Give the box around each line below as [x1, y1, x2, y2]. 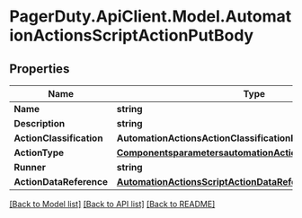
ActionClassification [13, 132, 103, 144]
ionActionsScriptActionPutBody [9, 25, 254, 46]
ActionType [13, 146, 65, 159]
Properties [9, 61, 70, 76]
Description [13, 118, 66, 129]
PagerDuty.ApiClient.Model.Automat [9, 6, 292, 27]
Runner [13, 161, 47, 173]
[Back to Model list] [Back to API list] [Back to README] [9, 199, 216, 209]
